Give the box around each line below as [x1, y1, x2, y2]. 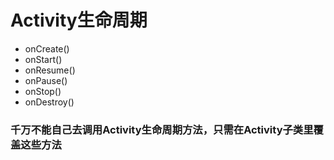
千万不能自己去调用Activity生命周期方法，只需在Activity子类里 [10, 122, 314, 136]
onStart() [24, 53, 63, 65]
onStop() [24, 85, 62, 97]
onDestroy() [24, 96, 75, 108]
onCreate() [24, 42, 70, 55]
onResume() [24, 64, 76, 76]
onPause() [24, 74, 68, 86]
